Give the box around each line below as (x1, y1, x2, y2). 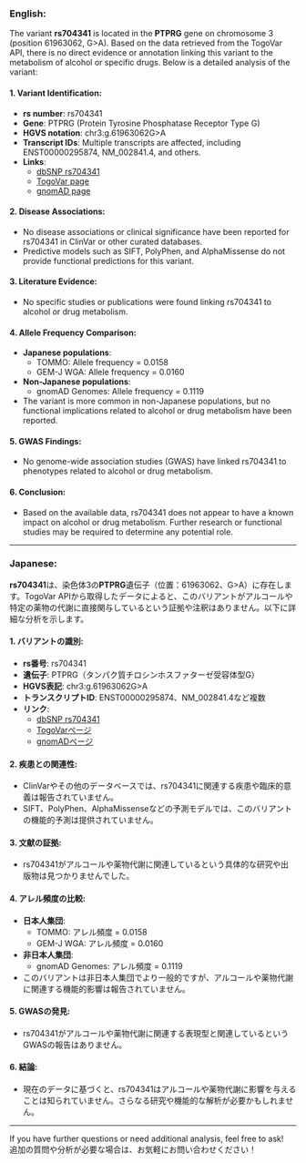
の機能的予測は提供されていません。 (22, 814, 158, 826)
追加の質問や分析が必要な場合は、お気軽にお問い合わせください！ (9, 1144, 257, 1155)
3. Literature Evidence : (9, 276, 97, 287)
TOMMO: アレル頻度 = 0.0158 (36, 926, 148, 937)
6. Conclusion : (9, 486, 66, 497)
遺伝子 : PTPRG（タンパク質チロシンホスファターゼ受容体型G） (22, 669, 260, 680)
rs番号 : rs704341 (22, 658, 87, 669)
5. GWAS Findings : (9, 435, 82, 446)
